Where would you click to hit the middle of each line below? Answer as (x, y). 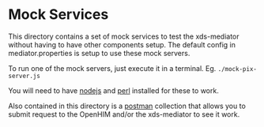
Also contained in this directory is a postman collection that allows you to (127, 106)
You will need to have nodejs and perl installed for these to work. (113, 90)
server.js (25, 76)
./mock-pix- (237, 69)
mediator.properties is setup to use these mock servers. (99, 53)
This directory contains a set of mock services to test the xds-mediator (124, 36)
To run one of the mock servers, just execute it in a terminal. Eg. (112, 68)
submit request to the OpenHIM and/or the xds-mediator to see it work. (124, 114)
